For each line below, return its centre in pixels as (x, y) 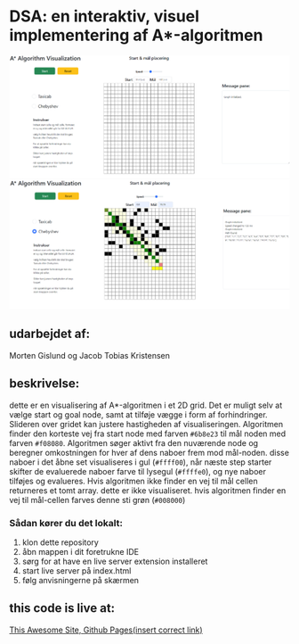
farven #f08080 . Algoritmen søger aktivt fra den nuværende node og (134, 442)
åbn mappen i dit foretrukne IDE (81, 551)
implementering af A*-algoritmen (136, 35)
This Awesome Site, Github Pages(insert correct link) (106, 630)
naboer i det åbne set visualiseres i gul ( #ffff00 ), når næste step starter (141, 462)
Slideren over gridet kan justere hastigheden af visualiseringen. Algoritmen (146, 424)
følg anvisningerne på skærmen (81, 580)
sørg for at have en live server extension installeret (115, 561)
